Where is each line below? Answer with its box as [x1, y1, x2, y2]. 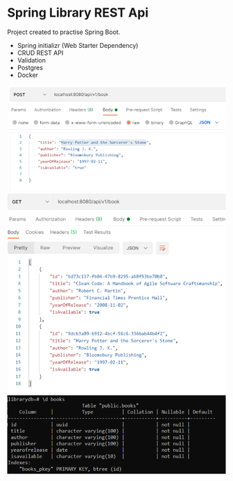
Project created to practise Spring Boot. [7, 28, 121, 36]
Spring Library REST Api [7, 5, 149, 21]
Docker [17, 71, 39, 79]
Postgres [17, 63, 44, 71]
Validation [17, 56, 46, 64]
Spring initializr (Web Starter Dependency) [17, 41, 139, 49]
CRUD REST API [17, 49, 64, 57]
